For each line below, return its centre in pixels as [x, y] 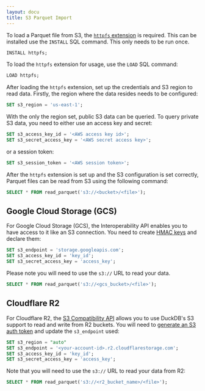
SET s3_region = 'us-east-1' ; [45, 105]
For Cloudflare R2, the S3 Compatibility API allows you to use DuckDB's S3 [100, 318]
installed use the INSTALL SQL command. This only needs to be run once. [98, 42]
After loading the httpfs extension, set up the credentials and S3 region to [100, 87]
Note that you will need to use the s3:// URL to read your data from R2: [96, 371]
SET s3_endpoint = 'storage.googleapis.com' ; [65, 250]
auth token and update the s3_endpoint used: [63, 331]
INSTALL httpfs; [27, 53]
